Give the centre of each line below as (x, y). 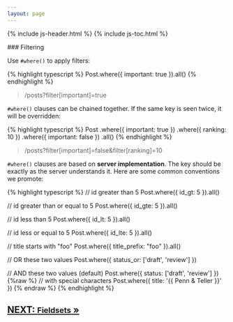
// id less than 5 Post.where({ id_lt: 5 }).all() (69, 219)
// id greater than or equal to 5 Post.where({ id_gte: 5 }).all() (92, 206)
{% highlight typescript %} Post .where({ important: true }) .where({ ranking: (117, 129)
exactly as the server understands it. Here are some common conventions (113, 171)
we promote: (25, 178)
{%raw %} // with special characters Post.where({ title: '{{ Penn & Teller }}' (114, 280)
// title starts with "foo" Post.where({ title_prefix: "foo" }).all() (94, 246)
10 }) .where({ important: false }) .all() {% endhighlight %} (90, 137)
